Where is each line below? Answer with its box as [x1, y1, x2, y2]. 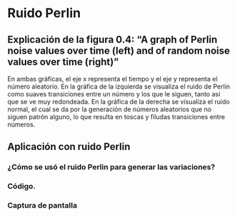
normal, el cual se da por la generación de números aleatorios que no [7, 105, 212, 113]
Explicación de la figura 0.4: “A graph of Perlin [7, 34, 218, 46]
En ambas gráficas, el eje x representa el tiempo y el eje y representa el [7, 75, 218, 83]
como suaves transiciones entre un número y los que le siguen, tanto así [7, 90, 221, 98]
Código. [7, 181, 36, 191]
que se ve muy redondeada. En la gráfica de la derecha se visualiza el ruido [7, 98, 230, 106]
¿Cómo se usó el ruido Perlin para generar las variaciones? [7, 162, 216, 172]
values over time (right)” [7, 56, 119, 68]
